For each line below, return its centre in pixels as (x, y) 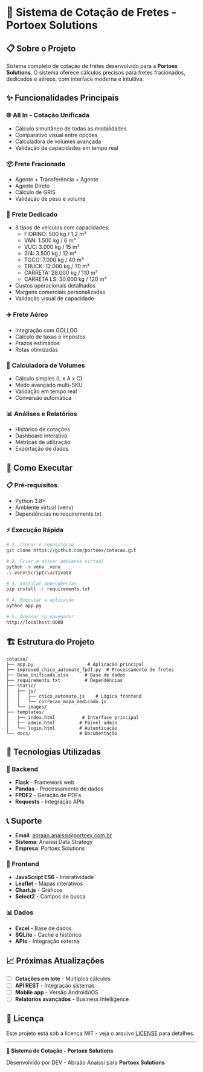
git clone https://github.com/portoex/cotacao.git (71, 551)
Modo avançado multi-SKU (49, 385)
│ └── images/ (27, 707)
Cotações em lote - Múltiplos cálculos (63, 979)
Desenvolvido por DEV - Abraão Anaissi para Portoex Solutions (85, 1062)
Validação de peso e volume (50, 198)
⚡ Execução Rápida (35, 530)
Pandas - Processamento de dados (59, 789)
